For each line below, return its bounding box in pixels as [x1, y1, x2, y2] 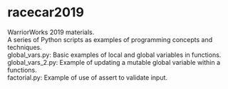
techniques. [7, 43, 42, 51]
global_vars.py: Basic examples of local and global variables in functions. [7, 51, 222, 59]
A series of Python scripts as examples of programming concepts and [7, 35, 213, 43]
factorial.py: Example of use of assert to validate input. [7, 73, 168, 82]
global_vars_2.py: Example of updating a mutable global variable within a [7, 58, 221, 66]
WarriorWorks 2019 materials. [7, 28, 95, 36]
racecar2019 [7, 4, 84, 21]
